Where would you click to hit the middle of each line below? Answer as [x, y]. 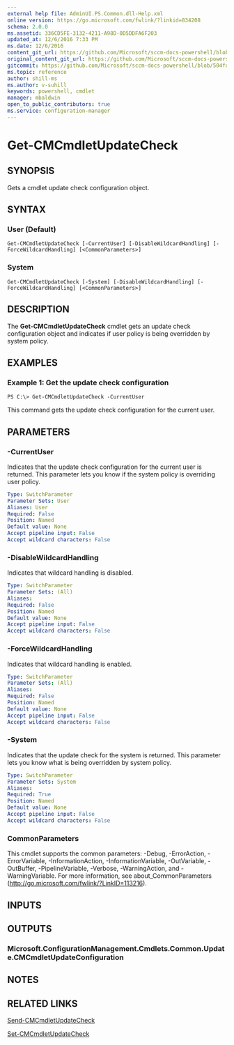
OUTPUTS [30, 928]
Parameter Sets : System [42, 782]
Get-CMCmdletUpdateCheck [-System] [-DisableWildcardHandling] [101, 282]
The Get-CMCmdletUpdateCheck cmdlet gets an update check [99, 326]
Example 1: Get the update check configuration [88, 382]
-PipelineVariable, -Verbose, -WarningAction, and [109, 869]
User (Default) [32, 229]
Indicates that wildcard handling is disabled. [70, 573]
